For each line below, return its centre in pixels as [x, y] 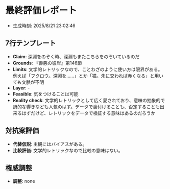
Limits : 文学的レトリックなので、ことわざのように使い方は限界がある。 [88, 69]
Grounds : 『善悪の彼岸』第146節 [47, 63]
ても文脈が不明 [28, 82]
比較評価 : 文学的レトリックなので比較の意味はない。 [68, 150]
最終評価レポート [41, 10]
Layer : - [21, 88]
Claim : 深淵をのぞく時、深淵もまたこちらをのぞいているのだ [76, 56]
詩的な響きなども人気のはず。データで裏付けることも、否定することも [86, 107]
